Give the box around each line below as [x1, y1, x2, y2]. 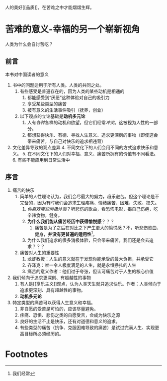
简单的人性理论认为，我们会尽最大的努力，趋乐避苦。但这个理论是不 [19, 193, 160, 199]
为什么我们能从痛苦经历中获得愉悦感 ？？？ [27, 218, 115, 224]
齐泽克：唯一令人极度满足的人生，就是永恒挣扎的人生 [27, 262, 137, 268]
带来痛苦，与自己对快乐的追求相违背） [27, 138, 106, 144]
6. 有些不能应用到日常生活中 [12, 157, 70, 163]
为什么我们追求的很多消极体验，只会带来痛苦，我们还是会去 [27, 237, 150, 243]
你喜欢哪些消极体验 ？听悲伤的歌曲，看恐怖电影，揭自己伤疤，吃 [27, 206, 158, 212]
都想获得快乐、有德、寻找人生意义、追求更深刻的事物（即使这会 [27, 132, 158, 138]
